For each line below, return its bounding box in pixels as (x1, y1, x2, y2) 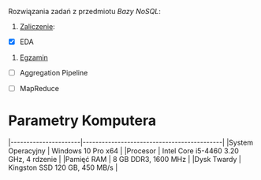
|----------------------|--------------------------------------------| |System (8, 138, 254, 148)
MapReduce (19, 84, 59, 94)
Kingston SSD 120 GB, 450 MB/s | (8, 163, 118, 172)
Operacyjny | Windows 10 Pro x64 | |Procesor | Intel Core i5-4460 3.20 (8, 146, 239, 156)
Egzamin (19, 53, 49, 62)
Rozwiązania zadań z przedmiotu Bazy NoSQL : (8, 7, 162, 16)
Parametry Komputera (8, 112, 156, 130)
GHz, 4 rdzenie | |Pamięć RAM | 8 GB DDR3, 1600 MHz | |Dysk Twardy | (8, 155, 242, 164)
